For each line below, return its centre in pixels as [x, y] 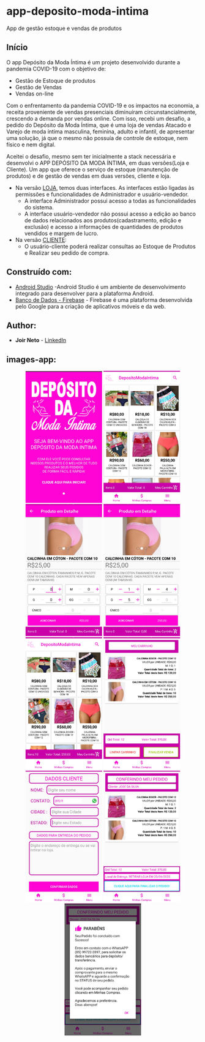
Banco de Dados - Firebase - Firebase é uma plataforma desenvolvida [104, 300]
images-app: [32, 359]
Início [17, 47]
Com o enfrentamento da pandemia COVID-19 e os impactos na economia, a [103, 105]
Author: [21, 325]
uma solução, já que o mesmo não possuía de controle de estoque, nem [97, 138]
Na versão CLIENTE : [41, 239]
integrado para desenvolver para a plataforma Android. [84, 293]
